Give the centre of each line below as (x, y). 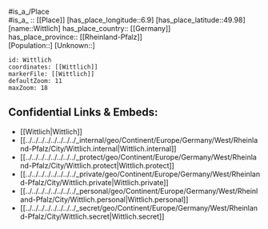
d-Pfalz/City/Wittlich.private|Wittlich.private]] (94, 182)
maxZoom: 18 (28, 88)
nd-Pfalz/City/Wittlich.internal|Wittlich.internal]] (98, 148)
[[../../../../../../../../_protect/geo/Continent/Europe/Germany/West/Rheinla (138, 157)
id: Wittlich (30, 60)
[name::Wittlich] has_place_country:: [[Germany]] (90, 28)
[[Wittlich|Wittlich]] (51, 132)
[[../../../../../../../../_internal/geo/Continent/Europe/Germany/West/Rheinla (139, 140)
